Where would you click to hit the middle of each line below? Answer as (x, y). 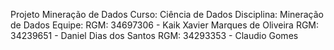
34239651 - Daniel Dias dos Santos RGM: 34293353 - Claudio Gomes (154, 35)
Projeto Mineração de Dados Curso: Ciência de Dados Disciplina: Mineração (167, 14)
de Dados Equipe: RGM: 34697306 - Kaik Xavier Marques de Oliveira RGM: (165, 25)
